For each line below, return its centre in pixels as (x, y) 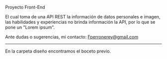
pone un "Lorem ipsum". (30, 27)
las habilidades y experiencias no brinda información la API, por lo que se (80, 22)
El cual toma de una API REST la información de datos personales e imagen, (83, 17)
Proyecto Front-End (25, 7)
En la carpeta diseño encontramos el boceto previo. (58, 51)
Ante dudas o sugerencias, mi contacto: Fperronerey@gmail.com (72, 37)
